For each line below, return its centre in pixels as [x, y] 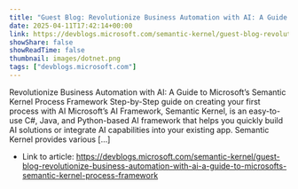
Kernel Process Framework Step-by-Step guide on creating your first [135, 101]
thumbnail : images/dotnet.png [65, 59]
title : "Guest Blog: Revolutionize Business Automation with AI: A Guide [149, 17]
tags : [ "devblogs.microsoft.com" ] [73, 67]
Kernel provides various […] [60, 139]
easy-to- [265, 111]
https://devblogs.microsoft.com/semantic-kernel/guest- [178, 156]
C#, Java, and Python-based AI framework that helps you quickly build [154, 120]
